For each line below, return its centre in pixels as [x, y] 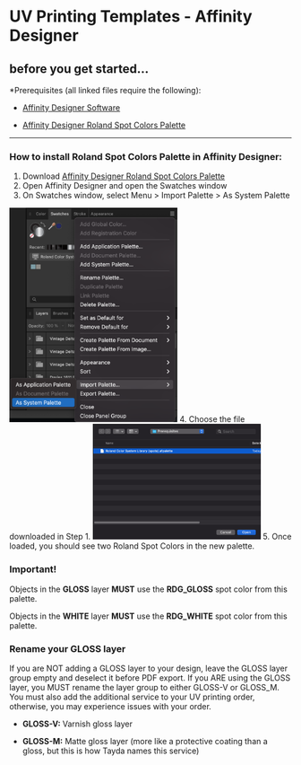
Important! [33, 569]
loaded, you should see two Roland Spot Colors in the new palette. [132, 546]
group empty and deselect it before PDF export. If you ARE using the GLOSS [150, 677]
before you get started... [79, 69]
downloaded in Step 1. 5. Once [150, 537]
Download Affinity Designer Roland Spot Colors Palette [124, 176]
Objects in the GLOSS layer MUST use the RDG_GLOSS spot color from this [149, 589]
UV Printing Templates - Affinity [131, 17]
